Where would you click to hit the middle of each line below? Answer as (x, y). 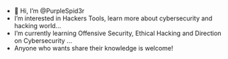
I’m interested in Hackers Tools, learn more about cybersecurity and (113, 18)
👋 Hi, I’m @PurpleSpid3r (49, 11)
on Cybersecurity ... (43, 41)
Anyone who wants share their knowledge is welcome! (93, 48)
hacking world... (38, 26)
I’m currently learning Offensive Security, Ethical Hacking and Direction (118, 33)
